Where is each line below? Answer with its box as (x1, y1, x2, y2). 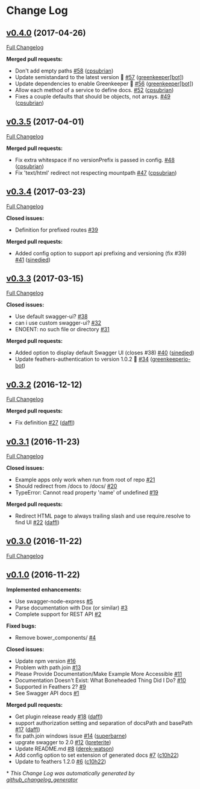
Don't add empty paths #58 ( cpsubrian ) (14, 67, 114, 74)
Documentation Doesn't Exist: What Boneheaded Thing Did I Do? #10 (14, 677, 187, 684)
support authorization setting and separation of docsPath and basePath (14, 719, 193, 726)
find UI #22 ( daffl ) (14, 519, 60, 526)
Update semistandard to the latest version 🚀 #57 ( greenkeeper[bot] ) (14, 74, 184, 80)
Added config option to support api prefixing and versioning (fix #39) (14, 249, 187, 257)
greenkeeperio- (151, 356, 191, 363)
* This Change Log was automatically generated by (6, 769, 135, 777)
